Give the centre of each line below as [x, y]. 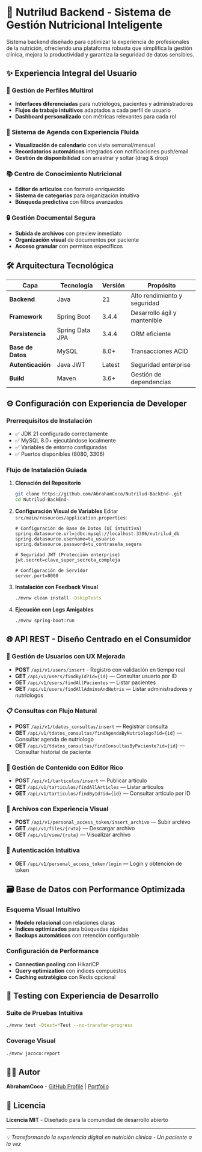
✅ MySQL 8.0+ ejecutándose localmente [65, 441]
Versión [113, 286]
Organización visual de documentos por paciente [77, 239]
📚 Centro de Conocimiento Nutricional [64, 174]
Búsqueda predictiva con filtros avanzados [69, 202]
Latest [111, 365]
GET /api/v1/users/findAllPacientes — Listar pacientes [85, 682]
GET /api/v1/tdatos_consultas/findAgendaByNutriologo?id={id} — [98, 732]
